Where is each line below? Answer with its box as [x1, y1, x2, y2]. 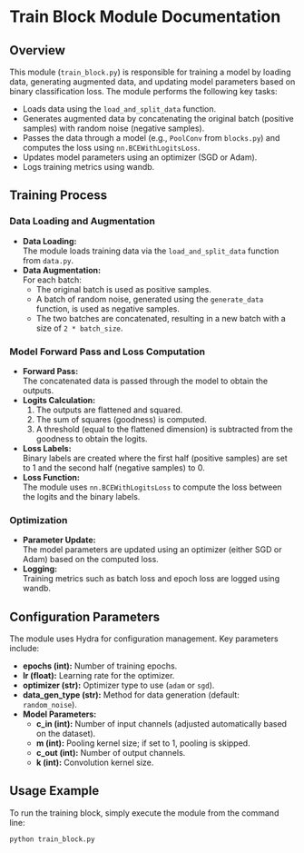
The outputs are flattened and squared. [35, 404, 183, 415]
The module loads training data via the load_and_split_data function [22, 245, 279, 256]
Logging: [22, 563, 58, 574]
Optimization [9, 513, 68, 526]
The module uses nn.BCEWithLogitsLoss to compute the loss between [22, 481, 283, 492]
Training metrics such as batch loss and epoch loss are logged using [22, 573, 279, 584]
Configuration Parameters [9, 609, 161, 624]
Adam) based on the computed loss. [22, 554, 159, 565]
